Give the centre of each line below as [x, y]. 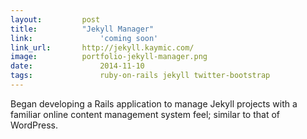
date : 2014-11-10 [77, 66]
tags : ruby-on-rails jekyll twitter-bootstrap [140, 76]
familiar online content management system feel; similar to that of [145, 114]
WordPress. [34, 125]
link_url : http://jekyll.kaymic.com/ [102, 47]
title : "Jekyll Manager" [82, 29]
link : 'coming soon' [84, 38]
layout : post [55, 19]
